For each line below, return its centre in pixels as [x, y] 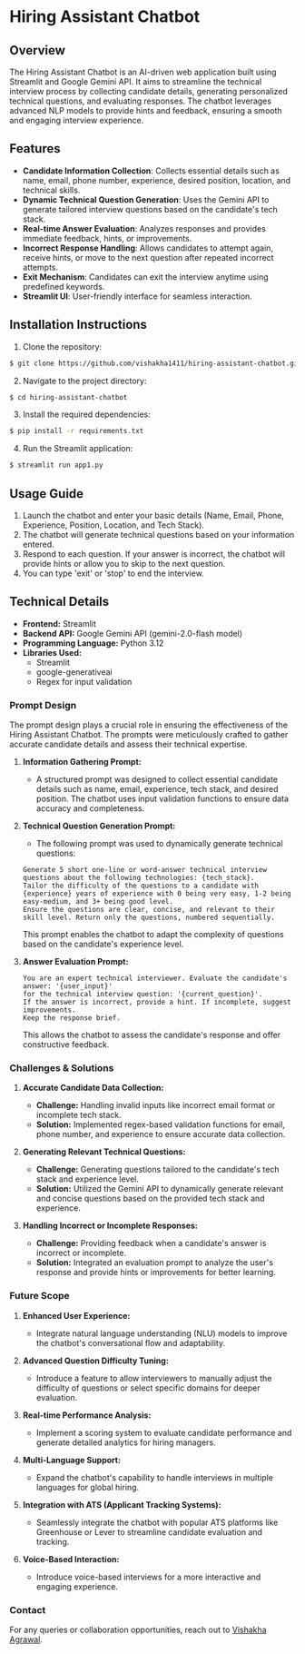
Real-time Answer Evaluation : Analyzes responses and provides [144, 228]
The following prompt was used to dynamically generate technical [159, 844]
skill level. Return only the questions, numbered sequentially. [148, 918]
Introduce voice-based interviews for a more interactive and [148, 1577]
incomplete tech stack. [79, 1115]
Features [35, 149]
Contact [28, 1609]
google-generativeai [74, 672]
